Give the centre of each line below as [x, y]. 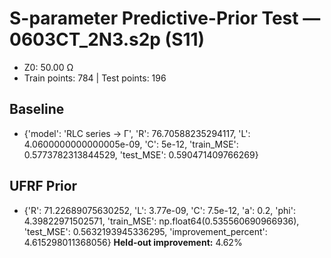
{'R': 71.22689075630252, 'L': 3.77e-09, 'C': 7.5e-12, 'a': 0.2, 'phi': [159, 210]
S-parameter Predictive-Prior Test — [165, 18]
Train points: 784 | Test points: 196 [95, 78]
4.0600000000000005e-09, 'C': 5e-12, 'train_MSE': [131, 144]
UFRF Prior [43, 186]
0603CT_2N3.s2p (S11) [107, 39]
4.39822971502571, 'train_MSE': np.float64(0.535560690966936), [161, 221]
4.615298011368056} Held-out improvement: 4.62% [133, 242]
